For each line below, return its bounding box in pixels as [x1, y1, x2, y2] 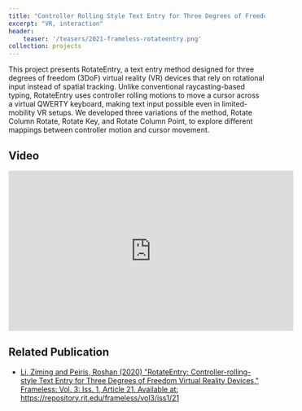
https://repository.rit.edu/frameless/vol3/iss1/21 [20, 392, 180, 403]
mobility [8, 107, 36, 118]
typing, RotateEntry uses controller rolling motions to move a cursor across [8, 90, 260, 100]
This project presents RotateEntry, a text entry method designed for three [8, 64, 255, 74]
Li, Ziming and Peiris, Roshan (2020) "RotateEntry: [20, 367, 190, 377]
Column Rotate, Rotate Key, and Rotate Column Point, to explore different [8, 116, 253, 126]
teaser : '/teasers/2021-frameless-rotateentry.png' [23, 34, 202, 43]
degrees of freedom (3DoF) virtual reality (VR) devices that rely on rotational [8, 73, 265, 83]
